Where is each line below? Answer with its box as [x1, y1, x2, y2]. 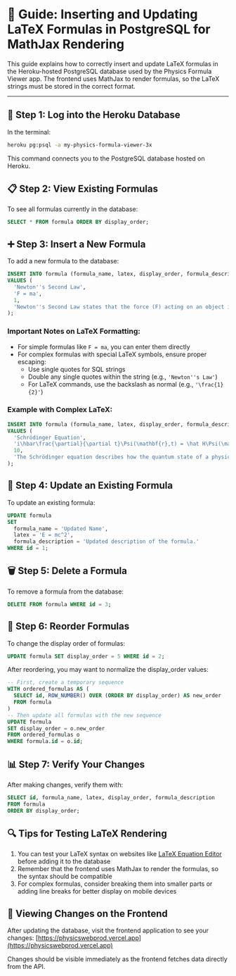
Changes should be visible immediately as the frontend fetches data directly [7, 955, 228, 963]
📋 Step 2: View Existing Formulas [7, 183, 158, 195]
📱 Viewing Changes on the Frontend [7, 908, 169, 920]
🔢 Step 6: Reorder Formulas [7, 620, 130, 632]
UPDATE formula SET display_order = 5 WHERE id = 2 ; [7, 653, 165, 660]
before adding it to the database [17, 857, 111, 865]
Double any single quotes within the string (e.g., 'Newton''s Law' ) [27, 373, 218, 381]
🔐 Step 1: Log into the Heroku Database [7, 109, 181, 121]
